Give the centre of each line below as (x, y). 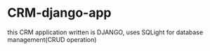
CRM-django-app (59, 13)
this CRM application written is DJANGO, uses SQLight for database (105, 32)
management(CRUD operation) (52, 39)
